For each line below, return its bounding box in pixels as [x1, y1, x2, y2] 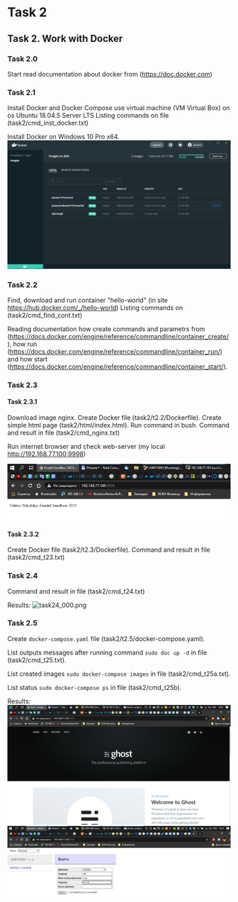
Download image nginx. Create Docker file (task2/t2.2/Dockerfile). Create [7, 413, 222, 422]
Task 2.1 [7, 87, 36, 97]
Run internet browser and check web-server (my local [7, 442, 165, 450]
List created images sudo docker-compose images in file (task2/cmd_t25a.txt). [7, 669, 231, 678]
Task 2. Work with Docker [7, 33, 123, 45]
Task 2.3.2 [7, 530, 40, 538]
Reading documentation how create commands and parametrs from [7, 324, 205, 333]
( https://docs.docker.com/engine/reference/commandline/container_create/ [7, 332, 229, 340]
